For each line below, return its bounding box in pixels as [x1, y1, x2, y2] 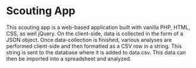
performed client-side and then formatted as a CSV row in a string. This [6, 43, 182, 50]
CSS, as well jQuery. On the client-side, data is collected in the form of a [6, 30, 183, 37]
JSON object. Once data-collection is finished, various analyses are [6, 36, 172, 43]
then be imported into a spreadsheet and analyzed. [6, 55, 132, 62]
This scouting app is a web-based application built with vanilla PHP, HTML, [6, 24, 191, 31]
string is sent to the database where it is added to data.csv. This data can [6, 48, 186, 56]
